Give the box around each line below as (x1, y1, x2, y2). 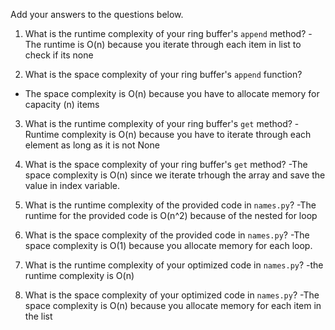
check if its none (24, 49, 94, 61)
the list (24, 310, 53, 322)
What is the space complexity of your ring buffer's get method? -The (24, 159, 308, 170)
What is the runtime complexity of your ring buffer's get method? (24, 118, 293, 129)
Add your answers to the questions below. (10, 9, 184, 20)
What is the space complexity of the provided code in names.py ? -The (24, 229, 310, 241)
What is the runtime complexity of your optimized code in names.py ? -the (24, 259, 324, 271)
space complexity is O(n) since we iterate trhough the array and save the (24, 169, 326, 181)
